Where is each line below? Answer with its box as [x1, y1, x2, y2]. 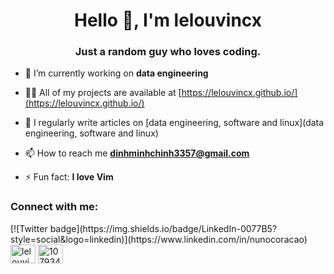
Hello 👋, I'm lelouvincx [73, 9, 263, 32]
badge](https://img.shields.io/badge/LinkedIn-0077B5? [49, 222, 278, 234]
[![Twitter [10, 222, 48, 234]
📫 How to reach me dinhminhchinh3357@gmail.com [24, 147, 250, 159]
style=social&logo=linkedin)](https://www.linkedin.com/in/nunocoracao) [10, 233, 308, 245]
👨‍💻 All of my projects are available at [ [24, 87, 182, 99]
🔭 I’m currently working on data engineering [24, 67, 209, 79]
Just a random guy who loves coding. [74, 45, 262, 59]
